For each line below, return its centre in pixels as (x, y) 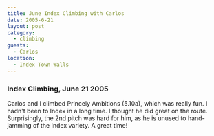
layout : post (26, 26)
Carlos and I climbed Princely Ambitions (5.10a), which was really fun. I (107, 103)
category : (21, 33)
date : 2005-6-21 (30, 20)
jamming (20, 125)
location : (21, 58)
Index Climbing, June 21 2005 (58, 89)
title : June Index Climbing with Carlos (66, 13)
